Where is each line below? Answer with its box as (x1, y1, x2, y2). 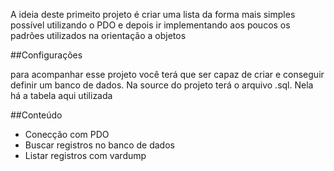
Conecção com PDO (24, 129, 110, 140)
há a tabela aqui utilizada (10, 90, 113, 101)
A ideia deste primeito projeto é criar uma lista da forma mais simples (10, 9, 296, 20)
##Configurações (10, 49, 83, 61)
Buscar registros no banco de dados (24, 139, 175, 151)
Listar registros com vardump (24, 150, 147, 161)
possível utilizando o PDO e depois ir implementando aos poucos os (10, 19, 291, 31)
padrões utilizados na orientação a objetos (10, 30, 187, 41)
